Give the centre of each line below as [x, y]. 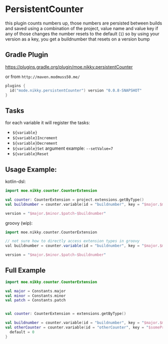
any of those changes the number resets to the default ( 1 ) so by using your [82, 34]
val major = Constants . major [35, 291]
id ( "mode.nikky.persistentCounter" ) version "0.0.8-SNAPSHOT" [76, 90]
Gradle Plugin [27, 55]
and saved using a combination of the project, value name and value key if [82, 28]
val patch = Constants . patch [35, 300]
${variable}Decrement [35, 144]
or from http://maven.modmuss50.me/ [42, 77]
